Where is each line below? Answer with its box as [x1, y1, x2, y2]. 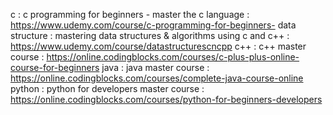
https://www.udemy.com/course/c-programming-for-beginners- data [10, 19, 297, 31]
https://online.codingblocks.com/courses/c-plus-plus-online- [46, 51, 300, 63]
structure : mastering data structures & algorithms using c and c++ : [10, 30, 290, 41]
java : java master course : [101, 62, 210, 73]
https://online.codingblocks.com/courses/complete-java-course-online [10, 72, 304, 84]
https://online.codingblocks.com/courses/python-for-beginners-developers [10, 94, 323, 105]
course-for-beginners [10, 62, 100, 73]
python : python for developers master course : [10, 83, 205, 94]
